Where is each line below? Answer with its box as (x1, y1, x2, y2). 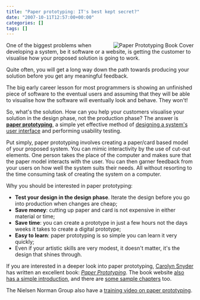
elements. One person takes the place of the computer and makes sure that (6, 152, 192, 159)
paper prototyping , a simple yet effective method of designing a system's (6, 121, 188, 128)
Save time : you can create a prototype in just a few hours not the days (14, 219, 188, 226)
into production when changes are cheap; (14, 200, 118, 207)
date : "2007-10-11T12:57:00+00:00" (6, 14, 95, 20)
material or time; (14, 213, 55, 220)
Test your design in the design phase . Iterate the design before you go (14, 194, 190, 201)
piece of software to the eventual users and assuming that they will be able (6, 90, 190, 97)
